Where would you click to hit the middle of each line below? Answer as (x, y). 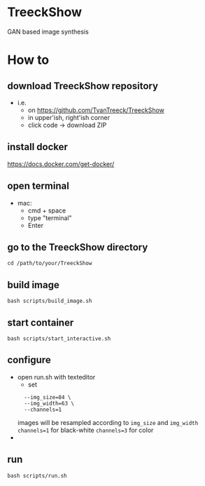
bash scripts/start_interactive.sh (59, 339)
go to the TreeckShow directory (78, 247)
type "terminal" (50, 217)
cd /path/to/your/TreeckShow (50, 264)
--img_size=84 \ (48, 397)
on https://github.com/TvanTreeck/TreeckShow (96, 110)
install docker (38, 147)
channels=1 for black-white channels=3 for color (85, 430)
